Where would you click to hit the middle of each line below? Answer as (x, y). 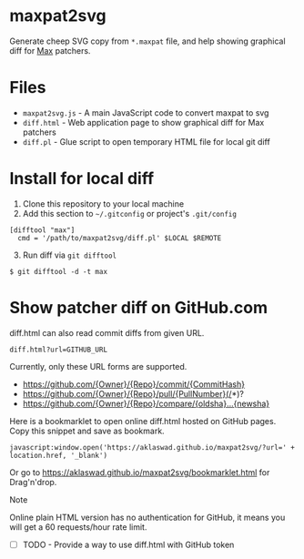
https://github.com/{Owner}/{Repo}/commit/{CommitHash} (134, 384)
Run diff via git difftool (69, 255)
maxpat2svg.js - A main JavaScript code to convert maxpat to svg (146, 112)
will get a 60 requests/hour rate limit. (78, 527)
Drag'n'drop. (33, 482)
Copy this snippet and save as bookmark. (87, 431)
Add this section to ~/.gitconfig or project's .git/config (129, 213)
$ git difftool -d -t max (58, 271)
